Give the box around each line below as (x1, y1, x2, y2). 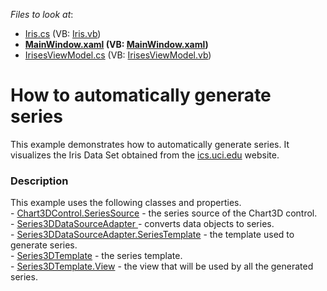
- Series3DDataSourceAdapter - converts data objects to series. (10, 218, 275, 230)
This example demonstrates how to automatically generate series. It (10, 138, 290, 150)
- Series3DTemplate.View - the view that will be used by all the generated (10, 260, 314, 273)
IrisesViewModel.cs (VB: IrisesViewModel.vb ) (24, 49, 212, 61)
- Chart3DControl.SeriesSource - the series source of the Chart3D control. (10, 207, 318, 219)
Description (10, 174, 69, 188)
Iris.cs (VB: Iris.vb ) (24, 28, 102, 39)
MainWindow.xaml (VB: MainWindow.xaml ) (24, 39, 209, 50)
